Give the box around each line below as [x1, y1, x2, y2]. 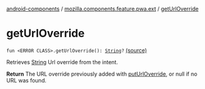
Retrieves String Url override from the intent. [6, 58, 118, 66]
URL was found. [6, 76, 47, 84]
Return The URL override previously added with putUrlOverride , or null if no [6, 70, 198, 77]
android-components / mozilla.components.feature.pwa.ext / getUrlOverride [6, 5, 199, 12]
